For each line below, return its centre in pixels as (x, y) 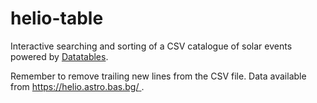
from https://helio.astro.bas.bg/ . (77, 86)
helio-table (57, 18)
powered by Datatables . (59, 56)
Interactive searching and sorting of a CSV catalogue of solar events (151, 46)
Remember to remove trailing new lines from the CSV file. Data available (158, 76)
